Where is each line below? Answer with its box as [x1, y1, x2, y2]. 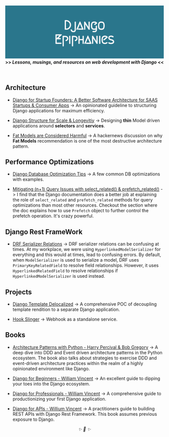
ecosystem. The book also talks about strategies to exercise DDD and [12, 355, 157, 361]
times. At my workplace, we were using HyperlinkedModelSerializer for [12, 246, 161, 253]
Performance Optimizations [5, 158, 94, 166]
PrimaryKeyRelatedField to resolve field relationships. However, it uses [12, 263, 159, 269]
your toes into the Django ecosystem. [12, 381, 91, 387]
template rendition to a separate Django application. [12, 306, 120, 313]
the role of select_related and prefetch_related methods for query [12, 197, 153, 203]
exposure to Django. [12, 416, 55, 422]
